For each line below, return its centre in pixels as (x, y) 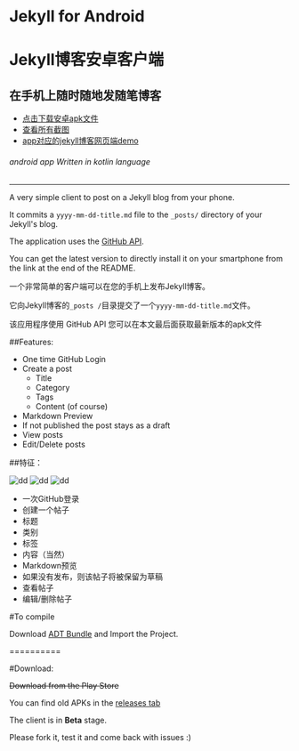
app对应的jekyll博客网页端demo (81, 141)
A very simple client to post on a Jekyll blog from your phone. (122, 198)
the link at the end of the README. (73, 268)
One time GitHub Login (64, 359)
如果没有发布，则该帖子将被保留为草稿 (92, 577)
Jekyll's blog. (34, 224)
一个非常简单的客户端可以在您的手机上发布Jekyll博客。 (110, 287)
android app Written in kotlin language (80, 161)
